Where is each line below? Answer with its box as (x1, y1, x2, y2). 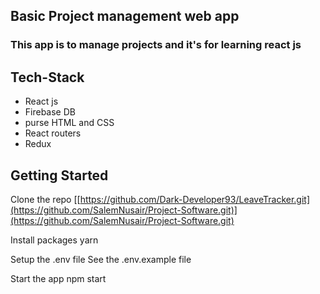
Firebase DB (24, 106, 76, 118)
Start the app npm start (10, 272, 107, 284)
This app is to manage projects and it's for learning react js (10, 38, 302, 52)
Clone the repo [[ (10, 193, 81, 205)
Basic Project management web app (10, 8, 240, 25)
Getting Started (10, 167, 109, 184)
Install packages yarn (10, 234, 99, 246)
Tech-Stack (10, 69, 85, 86)
